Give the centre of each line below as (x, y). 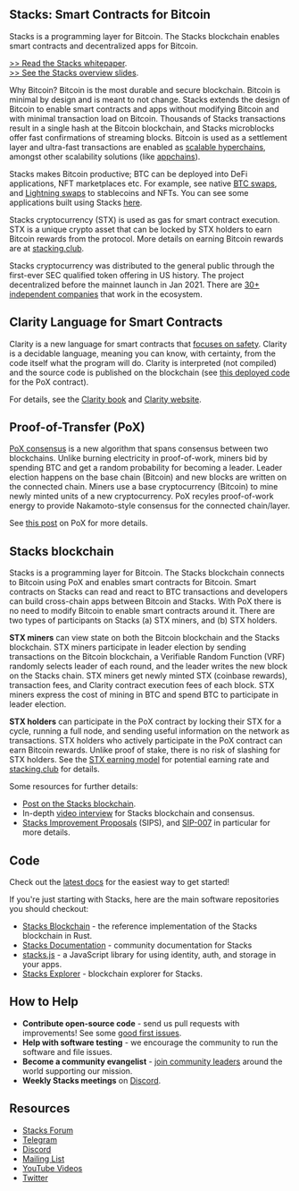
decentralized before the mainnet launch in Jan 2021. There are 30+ (135, 285)
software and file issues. (67, 1051)
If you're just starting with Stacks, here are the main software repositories (144, 899)
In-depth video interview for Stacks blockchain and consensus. (138, 813)
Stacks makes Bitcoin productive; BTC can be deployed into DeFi (129, 174)
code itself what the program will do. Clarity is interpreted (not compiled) (143, 362)
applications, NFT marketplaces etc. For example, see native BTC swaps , (143, 183)
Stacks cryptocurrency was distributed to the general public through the (142, 265)
